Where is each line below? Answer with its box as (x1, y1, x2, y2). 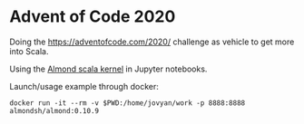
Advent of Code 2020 (9, 6, 176, 27)
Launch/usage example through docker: (9, 81, 159, 91)
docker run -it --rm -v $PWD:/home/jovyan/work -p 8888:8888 (9, 98, 246, 108)
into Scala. (9, 45, 49, 56)
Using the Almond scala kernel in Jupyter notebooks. (9, 63, 208, 74)
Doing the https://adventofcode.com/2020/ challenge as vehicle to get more (9, 36, 295, 47)
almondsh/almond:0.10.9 (9, 106, 100, 115)
